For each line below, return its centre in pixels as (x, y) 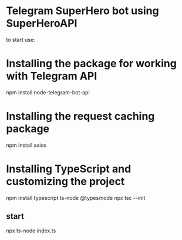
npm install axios (26, 145)
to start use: (21, 40)
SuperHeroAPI (42, 23)
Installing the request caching (80, 116)
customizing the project (65, 182)
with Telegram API (52, 76)
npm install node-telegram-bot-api (48, 92)
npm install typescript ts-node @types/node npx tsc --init (76, 198)
